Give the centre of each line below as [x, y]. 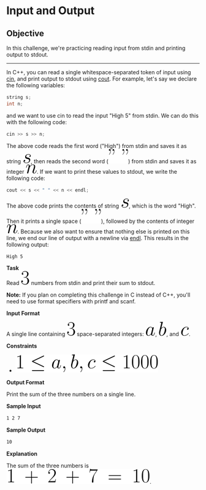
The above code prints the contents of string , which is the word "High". [101, 206]
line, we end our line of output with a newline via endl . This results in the [97, 238]
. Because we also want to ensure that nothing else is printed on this [104, 231]
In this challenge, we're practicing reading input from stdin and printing [96, 48]
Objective [25, 33]
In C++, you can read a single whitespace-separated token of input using [99, 72]
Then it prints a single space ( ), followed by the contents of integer [101, 221]
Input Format [23, 313]
